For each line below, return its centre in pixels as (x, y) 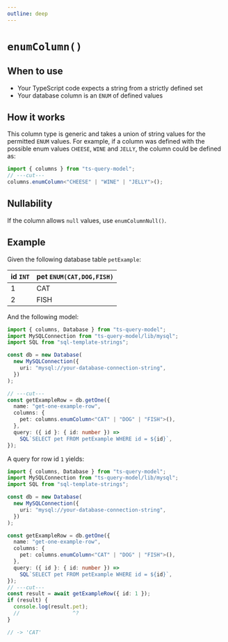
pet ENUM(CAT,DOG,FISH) (75, 276)
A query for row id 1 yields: (46, 459)
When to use (35, 71)
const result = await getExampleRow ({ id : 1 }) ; (79, 594)
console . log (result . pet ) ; (51, 607)
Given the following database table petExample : (74, 259)
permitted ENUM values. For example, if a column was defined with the (106, 142)
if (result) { (28, 600)
